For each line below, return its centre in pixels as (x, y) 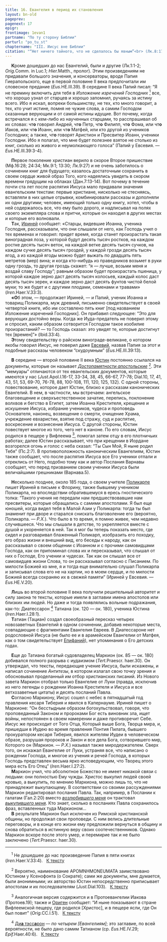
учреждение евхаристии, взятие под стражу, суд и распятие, (71, 419)
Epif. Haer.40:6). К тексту (32, 934)
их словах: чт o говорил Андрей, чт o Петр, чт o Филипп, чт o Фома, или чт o (83, 124)
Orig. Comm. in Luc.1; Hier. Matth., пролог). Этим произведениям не (75, 71)
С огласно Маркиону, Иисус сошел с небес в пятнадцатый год (77, 698)
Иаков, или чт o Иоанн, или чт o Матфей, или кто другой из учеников (77, 130)
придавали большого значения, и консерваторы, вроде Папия (71, 76)
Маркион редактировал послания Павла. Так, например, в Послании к (80, 792)
